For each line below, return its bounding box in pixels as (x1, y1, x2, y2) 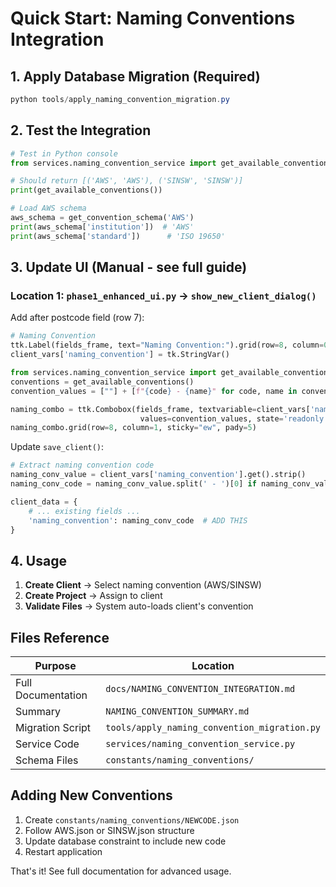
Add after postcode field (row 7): (10, 312, 145, 324)
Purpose (34, 659, 77, 672)
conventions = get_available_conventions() (10, 377, 195, 387)
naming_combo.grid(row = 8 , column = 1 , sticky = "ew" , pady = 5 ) (10, 423, 257, 433)
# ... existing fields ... (28, 506, 141, 516)
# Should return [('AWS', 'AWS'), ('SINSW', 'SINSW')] (10, 176, 244, 186)
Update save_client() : (10, 441, 105, 453)
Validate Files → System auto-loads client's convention (24, 600, 254, 612)
